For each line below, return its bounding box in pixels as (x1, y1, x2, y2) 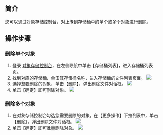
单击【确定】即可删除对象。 (12, 87, 69, 93)
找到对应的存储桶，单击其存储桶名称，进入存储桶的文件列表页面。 (12, 75, 145, 81)
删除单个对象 (5, 51, 36, 57)
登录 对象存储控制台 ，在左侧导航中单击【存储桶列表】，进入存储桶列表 (12, 62, 153, 68)
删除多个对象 (5, 100, 36, 107)
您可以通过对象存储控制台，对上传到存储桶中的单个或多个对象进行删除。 (5, 19, 151, 25)
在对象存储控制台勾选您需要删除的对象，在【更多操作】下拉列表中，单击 (12, 112, 158, 118)
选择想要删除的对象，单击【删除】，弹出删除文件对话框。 (12, 81, 126, 87)
